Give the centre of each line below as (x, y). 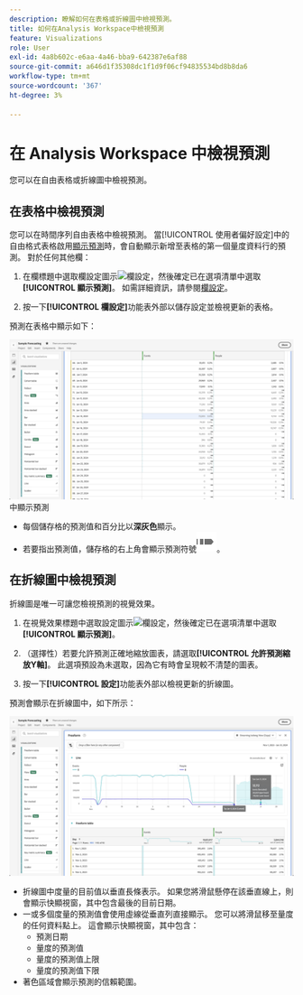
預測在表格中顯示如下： (53, 326)
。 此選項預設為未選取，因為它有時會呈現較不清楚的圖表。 (155, 665)
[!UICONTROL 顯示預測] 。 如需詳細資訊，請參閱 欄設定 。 (127, 288)
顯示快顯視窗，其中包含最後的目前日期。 (106, 903)
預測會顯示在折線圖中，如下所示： (73, 702)
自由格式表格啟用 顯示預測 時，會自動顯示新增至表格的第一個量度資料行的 (143, 246)
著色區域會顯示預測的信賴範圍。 (82, 982)
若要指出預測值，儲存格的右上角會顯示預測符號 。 (124, 549)
